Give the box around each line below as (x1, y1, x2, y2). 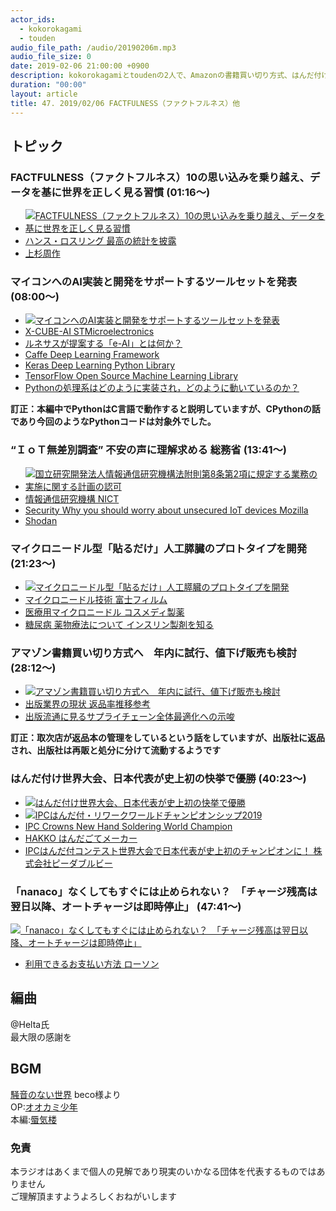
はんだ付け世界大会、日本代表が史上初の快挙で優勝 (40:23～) (10, 772, 307, 786)
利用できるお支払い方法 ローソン (24, 957, 160, 970)
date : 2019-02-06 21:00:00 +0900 (10, 61, 150, 71)
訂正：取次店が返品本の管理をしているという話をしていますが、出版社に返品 (10, 732, 325, 744)
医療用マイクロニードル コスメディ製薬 (24, 606, 185, 618)
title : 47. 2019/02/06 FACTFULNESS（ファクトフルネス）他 (10, 98, 241, 108)
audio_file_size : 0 (10, 52, 92, 62)
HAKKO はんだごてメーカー (24, 832, 138, 844)
